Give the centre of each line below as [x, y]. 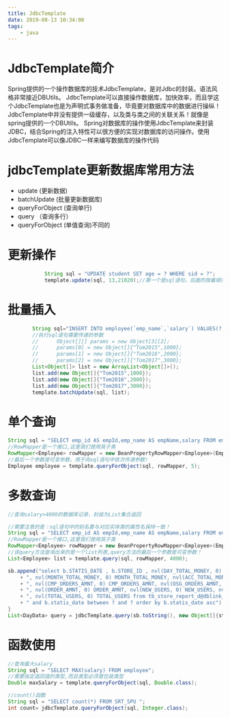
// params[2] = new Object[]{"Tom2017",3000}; [107, 360]
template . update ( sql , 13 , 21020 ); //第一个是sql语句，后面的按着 [130, 280]
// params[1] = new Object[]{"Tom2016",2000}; [107, 354]
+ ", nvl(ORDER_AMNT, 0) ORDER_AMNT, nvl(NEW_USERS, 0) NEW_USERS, [118, 590]
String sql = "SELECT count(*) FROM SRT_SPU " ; [77, 702]
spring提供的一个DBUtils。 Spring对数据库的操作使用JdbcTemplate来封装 [111, 123]
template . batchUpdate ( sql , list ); [81, 392]
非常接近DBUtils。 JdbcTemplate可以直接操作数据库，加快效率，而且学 [113, 97]
